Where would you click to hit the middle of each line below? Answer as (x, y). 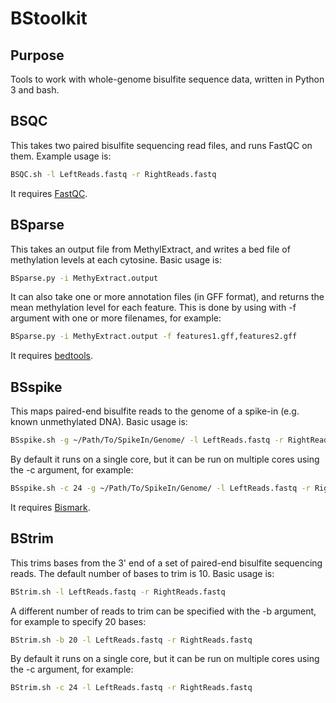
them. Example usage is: (61, 156)
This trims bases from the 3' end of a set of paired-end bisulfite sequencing (166, 563)
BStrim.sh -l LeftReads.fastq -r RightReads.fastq (118, 592)
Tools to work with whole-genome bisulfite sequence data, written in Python (167, 79)
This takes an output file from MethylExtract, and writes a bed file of (150, 249)
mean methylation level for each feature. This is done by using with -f (153, 308)
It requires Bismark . (50, 507)
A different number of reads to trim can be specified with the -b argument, (163, 611)
